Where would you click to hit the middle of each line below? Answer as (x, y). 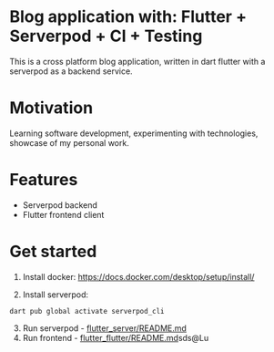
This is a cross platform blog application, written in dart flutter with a (137, 61)
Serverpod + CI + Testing (106, 36)
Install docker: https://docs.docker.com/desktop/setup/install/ (138, 276)
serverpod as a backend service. (71, 71)
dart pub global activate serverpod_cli (87, 311)
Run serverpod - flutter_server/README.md (104, 328)
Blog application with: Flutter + (128, 17)
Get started (53, 252)
